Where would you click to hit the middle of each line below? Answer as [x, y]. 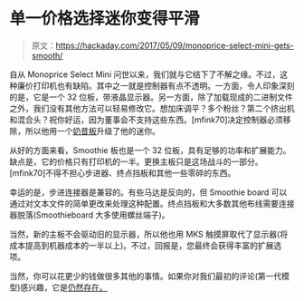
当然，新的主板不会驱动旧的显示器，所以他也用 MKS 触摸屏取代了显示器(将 [148, 234]
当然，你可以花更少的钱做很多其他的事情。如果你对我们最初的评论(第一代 [146, 276]
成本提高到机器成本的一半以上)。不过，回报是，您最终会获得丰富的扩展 [142, 245]
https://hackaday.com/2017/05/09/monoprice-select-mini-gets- [175, 45]
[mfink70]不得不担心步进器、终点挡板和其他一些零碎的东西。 [123, 172]
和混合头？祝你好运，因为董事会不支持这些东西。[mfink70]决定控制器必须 [146, 120]
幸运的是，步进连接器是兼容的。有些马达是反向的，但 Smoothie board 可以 [148, 192]
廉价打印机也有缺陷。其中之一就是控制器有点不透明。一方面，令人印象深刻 [156, 85]
